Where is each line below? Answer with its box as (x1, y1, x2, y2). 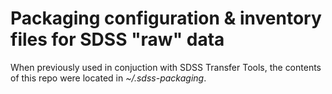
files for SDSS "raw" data (10, 28, 225, 51)
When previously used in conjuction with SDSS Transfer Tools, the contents (10, 61, 322, 73)
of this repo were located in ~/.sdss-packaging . (10, 72, 207, 84)
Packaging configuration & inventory (10, 7, 322, 30)
